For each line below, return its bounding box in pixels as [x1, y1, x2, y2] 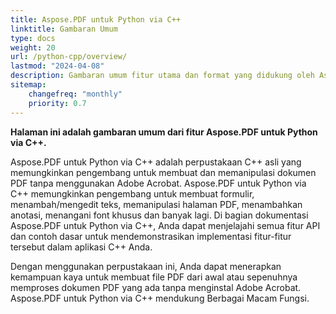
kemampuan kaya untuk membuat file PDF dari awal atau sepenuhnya [10, 271, 298, 283]
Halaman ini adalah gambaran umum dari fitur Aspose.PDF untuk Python [10, 126, 318, 138]
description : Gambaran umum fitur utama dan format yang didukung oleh [10, 71, 315, 81]
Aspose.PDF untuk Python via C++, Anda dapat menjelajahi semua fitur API [10, 219, 321, 231]
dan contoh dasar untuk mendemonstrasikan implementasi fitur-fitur [10, 230, 292, 242]
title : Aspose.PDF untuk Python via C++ [10, 14, 182, 25]
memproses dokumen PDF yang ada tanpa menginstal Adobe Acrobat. [10, 281, 302, 293]
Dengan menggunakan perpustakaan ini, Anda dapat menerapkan [10, 260, 282, 272]
